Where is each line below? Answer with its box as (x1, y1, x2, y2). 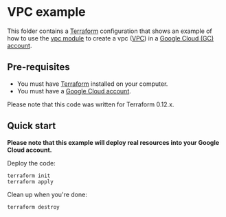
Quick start (7, 120, 56, 132)
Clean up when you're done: (7, 190, 87, 198)
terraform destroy (7, 203, 60, 210)
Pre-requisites (7, 61, 70, 73)
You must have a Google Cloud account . (16, 87, 132, 95)
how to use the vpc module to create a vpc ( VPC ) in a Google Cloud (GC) (7, 34, 214, 42)
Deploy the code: (7, 159, 56, 167)
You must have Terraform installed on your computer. (16, 80, 168, 88)
